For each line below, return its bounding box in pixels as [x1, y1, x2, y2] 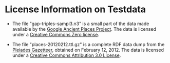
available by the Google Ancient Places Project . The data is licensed [12, 26, 156, 32]
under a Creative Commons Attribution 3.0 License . [12, 52, 121, 58]
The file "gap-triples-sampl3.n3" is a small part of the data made [12, 20, 149, 27]
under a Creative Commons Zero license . [12, 31, 100, 37]
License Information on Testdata [5, 4, 146, 15]
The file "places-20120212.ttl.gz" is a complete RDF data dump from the [12, 41, 165, 47]
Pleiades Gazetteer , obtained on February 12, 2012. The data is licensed [12, 47, 164, 53]
